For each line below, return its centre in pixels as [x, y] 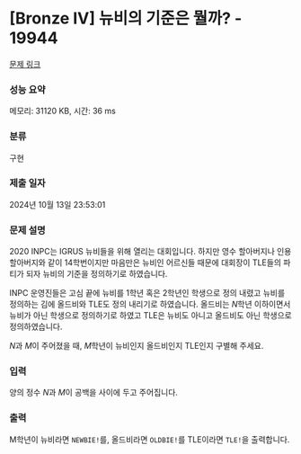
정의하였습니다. [36, 327]
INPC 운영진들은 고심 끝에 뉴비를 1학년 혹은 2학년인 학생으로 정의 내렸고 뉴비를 [147, 293]
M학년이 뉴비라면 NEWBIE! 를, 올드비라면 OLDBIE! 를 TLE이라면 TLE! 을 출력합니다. [150, 439]
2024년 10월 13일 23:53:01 [58, 204]
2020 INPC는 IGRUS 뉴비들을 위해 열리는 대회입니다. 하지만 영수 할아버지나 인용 [150, 252]
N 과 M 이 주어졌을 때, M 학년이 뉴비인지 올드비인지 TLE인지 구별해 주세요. [137, 346]
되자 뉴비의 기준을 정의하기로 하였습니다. [97, 274]
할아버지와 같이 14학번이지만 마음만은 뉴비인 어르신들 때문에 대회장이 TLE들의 [145, 263]
